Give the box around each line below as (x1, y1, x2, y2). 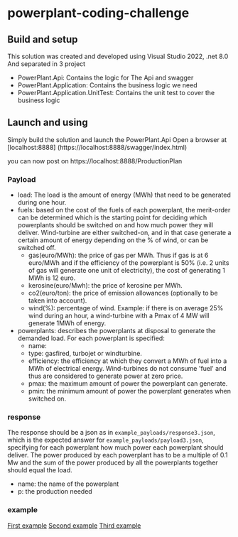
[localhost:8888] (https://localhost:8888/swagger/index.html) (7, 143, 188, 151)
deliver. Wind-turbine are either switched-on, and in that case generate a (17, 229, 232, 237)
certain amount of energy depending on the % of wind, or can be (17, 236, 209, 244)
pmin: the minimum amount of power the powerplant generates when (28, 387, 232, 396)
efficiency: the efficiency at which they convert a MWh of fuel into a (28, 357, 227, 365)
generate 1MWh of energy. (28, 319, 107, 327)
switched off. (17, 244, 56, 252)
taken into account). (28, 296, 87, 305)
